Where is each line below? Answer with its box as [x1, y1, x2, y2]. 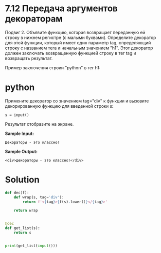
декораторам [5, 13, 63, 24]
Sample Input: [5, 130, 34, 136]
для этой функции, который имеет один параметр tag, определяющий [5, 39, 151, 45]
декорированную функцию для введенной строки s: [5, 103, 113, 109]
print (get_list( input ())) [5, 243, 57, 248]
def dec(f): [5, 190, 29, 195]
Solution [5, 174, 40, 185]
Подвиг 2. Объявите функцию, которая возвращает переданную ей [5, 29, 145, 35]
